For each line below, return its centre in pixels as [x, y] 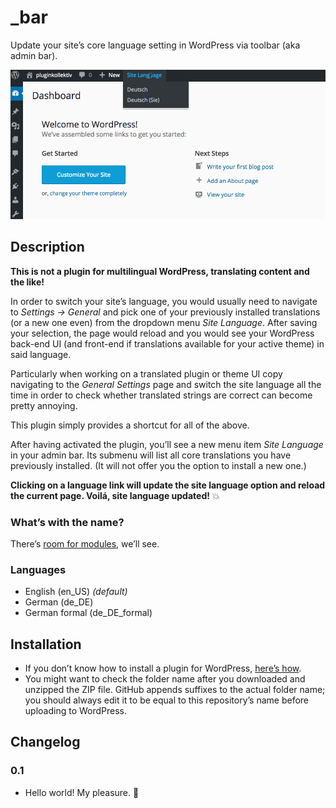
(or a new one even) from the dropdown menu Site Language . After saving [164, 322]
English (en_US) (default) [76, 592]
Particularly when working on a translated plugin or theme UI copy [146, 373]
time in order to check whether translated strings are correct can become [161, 395]
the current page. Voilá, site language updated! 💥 [115, 495]
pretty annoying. [44, 405]
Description [47, 247]
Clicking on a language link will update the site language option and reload [168, 485]
